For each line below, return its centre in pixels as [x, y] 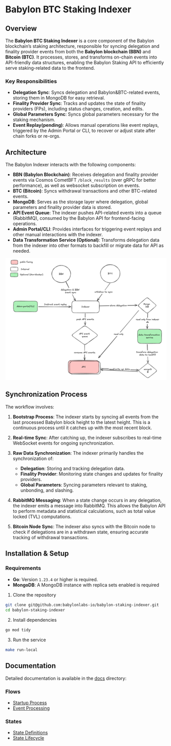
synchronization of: [33, 458]
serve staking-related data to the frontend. [50, 68]
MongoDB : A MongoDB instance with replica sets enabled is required [86, 585]
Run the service [29, 640]
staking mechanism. [34, 120]
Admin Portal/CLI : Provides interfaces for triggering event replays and [87, 229]
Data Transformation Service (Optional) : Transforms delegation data [86, 240]
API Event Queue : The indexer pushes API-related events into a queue [87, 213]
